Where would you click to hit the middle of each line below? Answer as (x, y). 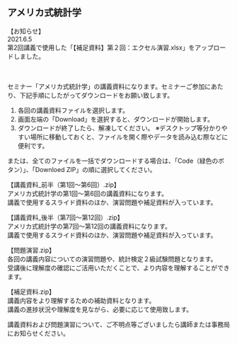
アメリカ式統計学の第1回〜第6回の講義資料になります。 (88, 193)
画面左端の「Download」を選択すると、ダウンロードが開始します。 (116, 119)
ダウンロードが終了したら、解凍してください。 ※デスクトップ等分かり (119, 128)
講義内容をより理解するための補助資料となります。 (81, 300)
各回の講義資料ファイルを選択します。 (73, 110)
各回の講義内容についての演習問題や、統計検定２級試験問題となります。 (112, 259)
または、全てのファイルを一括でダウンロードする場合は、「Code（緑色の (113, 161)
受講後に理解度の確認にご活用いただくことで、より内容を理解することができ (118, 268)
